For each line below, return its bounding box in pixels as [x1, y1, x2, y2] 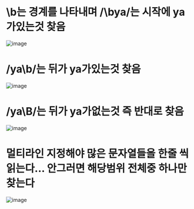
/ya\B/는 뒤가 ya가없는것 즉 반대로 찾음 [6, 105, 184, 118]
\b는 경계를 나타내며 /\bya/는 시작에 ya [6, 5, 185, 19]
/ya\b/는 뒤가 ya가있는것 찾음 [6, 62, 141, 76]
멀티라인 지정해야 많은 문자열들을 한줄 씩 [6, 147, 189, 160]
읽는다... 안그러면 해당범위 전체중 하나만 [6, 162, 187, 175]
